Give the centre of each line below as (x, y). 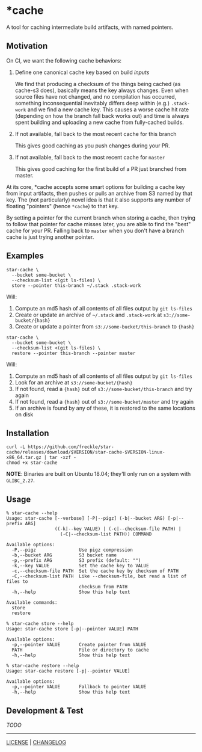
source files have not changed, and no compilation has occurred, (96, 96)
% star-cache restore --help (43, 666)
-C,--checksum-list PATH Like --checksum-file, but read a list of (99, 576)
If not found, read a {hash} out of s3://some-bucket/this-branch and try (103, 389)
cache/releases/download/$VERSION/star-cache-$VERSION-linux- (86, 452)
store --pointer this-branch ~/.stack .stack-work (76, 285)
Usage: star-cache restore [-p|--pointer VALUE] (68, 671)
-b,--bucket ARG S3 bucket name (64, 555)
